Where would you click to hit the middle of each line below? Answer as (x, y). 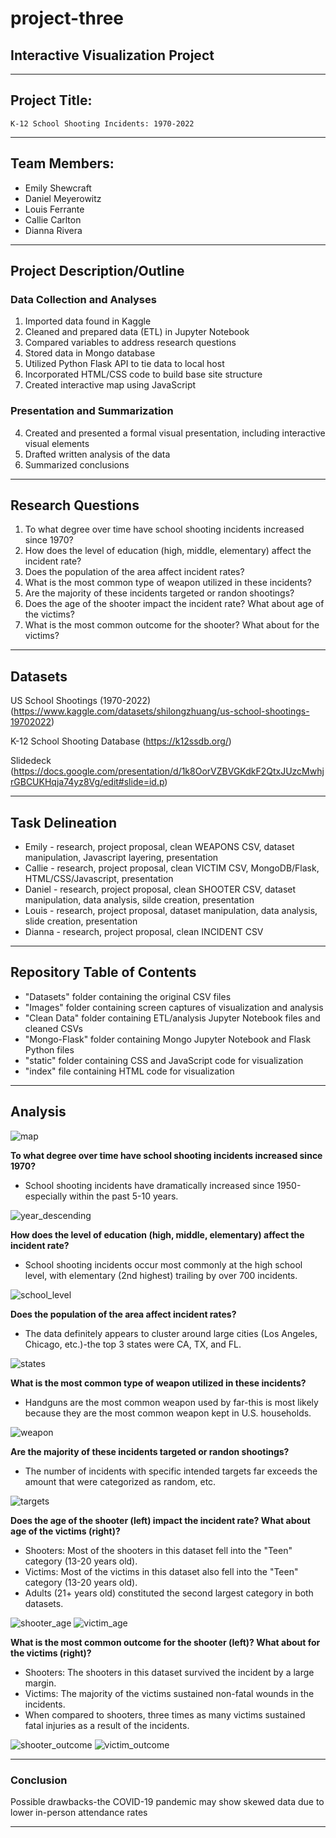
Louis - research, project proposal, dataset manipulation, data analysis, (171, 911)
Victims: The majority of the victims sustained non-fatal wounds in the (169, 1693)
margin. (40, 1683)
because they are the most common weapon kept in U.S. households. (168, 1413)
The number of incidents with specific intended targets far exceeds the (171, 1471)
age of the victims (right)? (65, 1531)
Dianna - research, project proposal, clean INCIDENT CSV (144, 932)
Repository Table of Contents (103, 972)
